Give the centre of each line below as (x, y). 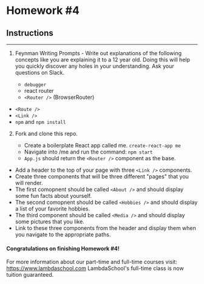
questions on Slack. (40, 73)
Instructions (30, 33)
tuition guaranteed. (30, 275)
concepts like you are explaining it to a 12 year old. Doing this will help (102, 59)
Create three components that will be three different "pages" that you (102, 176)
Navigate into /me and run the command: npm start (88, 152)
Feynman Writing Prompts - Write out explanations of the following (98, 53)
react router (39, 91)
